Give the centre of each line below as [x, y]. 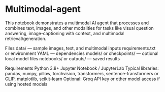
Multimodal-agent [43, 9]
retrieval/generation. [26, 39]
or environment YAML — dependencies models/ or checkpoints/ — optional [82, 53]
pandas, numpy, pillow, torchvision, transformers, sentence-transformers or [82, 73]
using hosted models [26, 84]
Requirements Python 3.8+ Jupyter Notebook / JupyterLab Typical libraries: [82, 68]
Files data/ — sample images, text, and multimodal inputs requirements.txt [81, 48]
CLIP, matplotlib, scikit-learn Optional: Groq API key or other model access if [82, 79]
